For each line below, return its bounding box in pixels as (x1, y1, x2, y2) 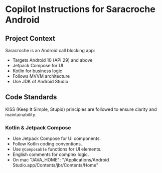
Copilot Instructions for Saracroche (5, 4, 155, 15)
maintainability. (5, 111, 37, 117)
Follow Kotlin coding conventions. (12, 141, 82, 147)
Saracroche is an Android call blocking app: (5, 48, 95, 53)
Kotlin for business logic (12, 68, 63, 74)
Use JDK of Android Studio (12, 79, 69, 84)
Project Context (5, 34, 55, 43)
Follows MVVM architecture (12, 73, 70, 79)
